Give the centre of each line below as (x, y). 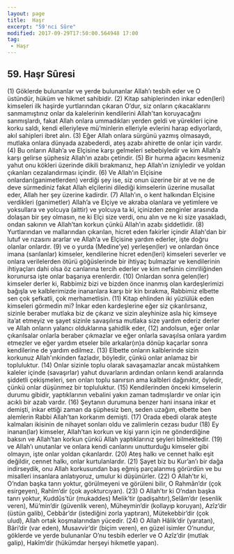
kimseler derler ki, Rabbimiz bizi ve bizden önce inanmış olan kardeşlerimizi (116, 284)
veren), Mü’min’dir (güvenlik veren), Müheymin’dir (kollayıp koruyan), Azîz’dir (117, 505)
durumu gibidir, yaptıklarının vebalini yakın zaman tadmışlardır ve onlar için (114, 394)
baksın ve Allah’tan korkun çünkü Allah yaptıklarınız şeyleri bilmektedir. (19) (115, 439)
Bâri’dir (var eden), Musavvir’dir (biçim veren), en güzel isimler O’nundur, (111, 528)
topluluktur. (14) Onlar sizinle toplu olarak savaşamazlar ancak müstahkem (114, 365)
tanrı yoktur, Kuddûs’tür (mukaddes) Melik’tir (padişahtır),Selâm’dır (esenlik (115, 498)
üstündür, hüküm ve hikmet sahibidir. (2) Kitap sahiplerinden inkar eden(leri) (116, 98)
